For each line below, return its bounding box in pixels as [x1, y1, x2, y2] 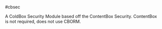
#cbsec [5, 4, 20, 10]
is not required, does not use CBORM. [5, 19, 81, 24]
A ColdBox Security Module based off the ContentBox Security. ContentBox [5, 14, 157, 19]
